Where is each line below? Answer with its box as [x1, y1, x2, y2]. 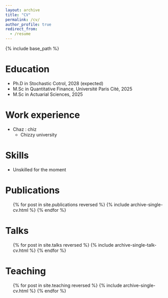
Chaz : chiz [12, 126, 37, 132]
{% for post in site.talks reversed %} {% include [12, 242, 114, 248]
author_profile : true [5, 22, 52, 27]
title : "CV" [5, 12, 31, 17]
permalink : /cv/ [5, 17, 40, 22]
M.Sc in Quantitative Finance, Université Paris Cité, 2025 [12, 86, 133, 92]
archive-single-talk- [114, 242, 157, 248]
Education [5, 64, 50, 75]
